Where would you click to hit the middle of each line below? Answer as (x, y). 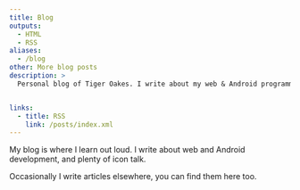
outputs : (25, 26)
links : (21, 108)
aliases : (25, 51)
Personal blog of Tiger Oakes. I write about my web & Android (137, 84)
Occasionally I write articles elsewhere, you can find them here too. (133, 177)
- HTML (29, 34)
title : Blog (31, 17)
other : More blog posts (54, 68)
